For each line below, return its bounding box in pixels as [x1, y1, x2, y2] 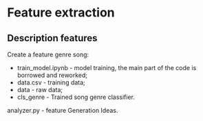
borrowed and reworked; [17, 71, 88, 79]
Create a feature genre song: [7, 50, 89, 58]
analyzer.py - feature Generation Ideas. [7, 107, 118, 114]
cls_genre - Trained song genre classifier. [17, 93, 136, 101]
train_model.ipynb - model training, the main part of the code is [17, 64, 197, 71]
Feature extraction [7, 5, 115, 21]
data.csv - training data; [17, 78, 86, 87]
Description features [7, 32, 98, 44]
